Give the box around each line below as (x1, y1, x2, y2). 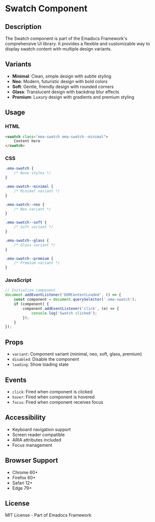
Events (5, 376, 27, 384)
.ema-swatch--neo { (5, 202, 45, 207)
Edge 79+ (12, 485, 32, 491)
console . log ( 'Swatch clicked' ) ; (31, 310, 97, 316)
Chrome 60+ (12, 469, 38, 475)
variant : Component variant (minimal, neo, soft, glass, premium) (12, 351, 142, 357)
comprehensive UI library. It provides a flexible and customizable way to (5, 41, 150, 47)
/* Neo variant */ (14, 207, 51, 212)
